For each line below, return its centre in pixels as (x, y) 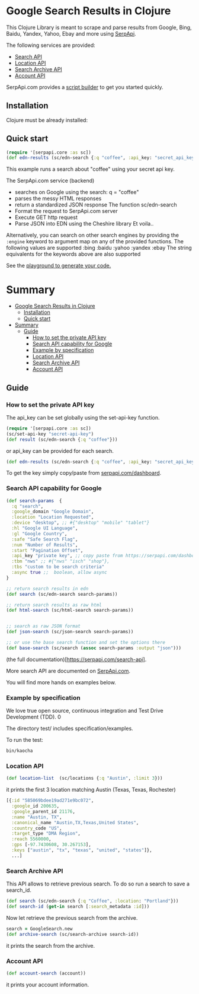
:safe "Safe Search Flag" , (45, 539)
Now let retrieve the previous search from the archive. (72, 917)
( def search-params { (34, 501)
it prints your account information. (48, 985)
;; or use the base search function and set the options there (86, 643)
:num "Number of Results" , (45, 545)
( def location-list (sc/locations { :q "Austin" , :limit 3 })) (84, 779)
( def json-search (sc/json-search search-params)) (70, 632)
